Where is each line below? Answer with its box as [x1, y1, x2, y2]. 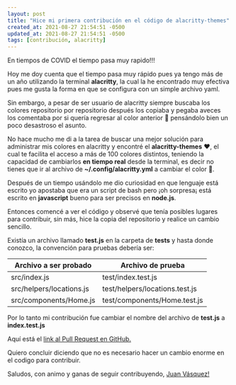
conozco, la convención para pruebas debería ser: [7, 243, 154, 252]
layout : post [7, 10, 46, 18]
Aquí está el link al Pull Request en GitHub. [7, 335, 132, 343]
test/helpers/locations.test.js [102, 284, 197, 294]
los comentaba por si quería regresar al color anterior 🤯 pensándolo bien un [7, 114, 229, 122]
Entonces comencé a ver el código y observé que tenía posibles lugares [7, 207, 218, 216]
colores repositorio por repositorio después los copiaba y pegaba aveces [7, 106, 221, 115]
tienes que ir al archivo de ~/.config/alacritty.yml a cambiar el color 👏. [7, 165, 215, 173]
